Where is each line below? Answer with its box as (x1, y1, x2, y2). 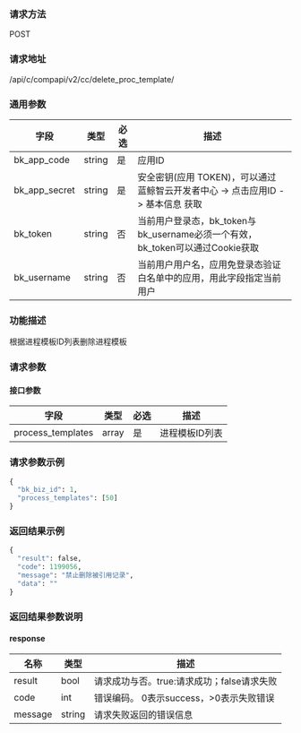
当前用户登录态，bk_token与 (137, 214, 257, 227)
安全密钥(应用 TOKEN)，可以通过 (137, 170, 277, 183)
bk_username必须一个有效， (137, 228, 258, 240)
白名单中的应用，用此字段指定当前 (137, 272, 281, 284)
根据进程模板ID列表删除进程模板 (9, 336, 127, 347)
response (9, 634, 46, 644)
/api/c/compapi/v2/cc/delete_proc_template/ (9, 73, 175, 84)
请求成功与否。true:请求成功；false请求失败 (93, 675, 278, 687)
